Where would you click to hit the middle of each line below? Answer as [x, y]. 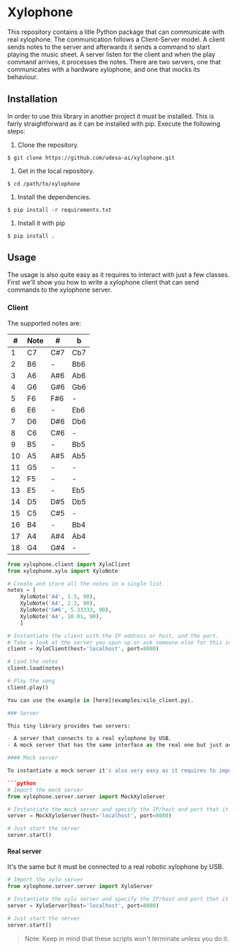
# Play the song [31, 681]
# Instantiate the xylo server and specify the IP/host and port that [113, 899]
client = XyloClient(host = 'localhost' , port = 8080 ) [83, 649]
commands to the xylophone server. [60, 290]
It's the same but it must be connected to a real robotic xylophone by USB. [116, 867]
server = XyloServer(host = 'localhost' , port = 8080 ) [83, 906]
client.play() [28, 687]
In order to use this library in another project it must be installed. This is [111, 116]
